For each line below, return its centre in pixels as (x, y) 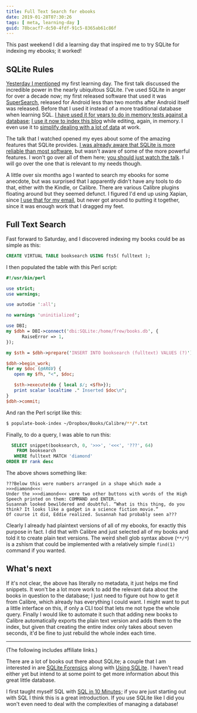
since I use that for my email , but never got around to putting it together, (93, 200)
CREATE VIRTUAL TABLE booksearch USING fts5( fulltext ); (78, 256)
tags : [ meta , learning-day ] (43, 22)
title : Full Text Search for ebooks (51, 11)
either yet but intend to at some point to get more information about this (93, 674)
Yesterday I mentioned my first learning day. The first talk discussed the (93, 83)
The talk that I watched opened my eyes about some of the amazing (88, 139)
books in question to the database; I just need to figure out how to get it (92, 595)
